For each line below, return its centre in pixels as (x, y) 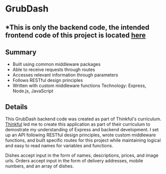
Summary (21, 52)
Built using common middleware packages (56, 64)
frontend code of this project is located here (75, 35)
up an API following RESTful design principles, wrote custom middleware (80, 135)
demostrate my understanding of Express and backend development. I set (82, 130)
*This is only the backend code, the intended (77, 27)
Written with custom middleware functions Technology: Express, (79, 85)
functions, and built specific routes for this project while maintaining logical (83, 140)
